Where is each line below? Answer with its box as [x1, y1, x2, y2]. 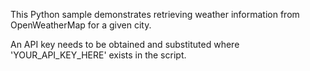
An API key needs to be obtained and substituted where [10, 39, 240, 50]
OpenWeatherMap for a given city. [10, 19, 152, 31]
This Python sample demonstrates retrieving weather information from [10, 9, 300, 20]
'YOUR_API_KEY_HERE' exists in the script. [10, 49, 187, 61]
